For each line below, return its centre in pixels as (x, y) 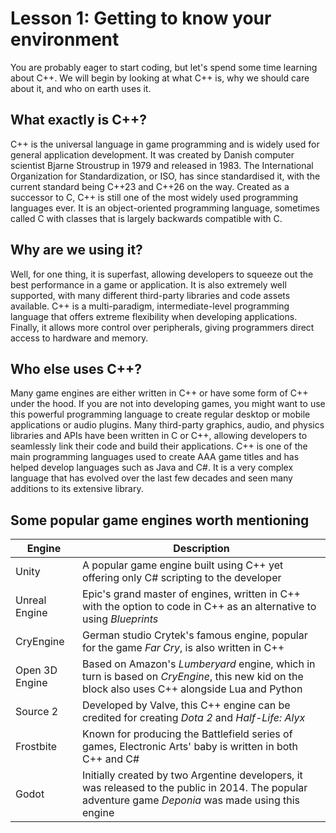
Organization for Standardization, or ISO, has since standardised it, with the (165, 176)
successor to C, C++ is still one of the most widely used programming (154, 197)
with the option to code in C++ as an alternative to (199, 607)
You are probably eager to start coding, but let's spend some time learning (164, 67)
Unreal (31, 600)
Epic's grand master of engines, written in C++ (191, 594)
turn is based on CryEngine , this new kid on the (192, 677)
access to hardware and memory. (79, 338)
